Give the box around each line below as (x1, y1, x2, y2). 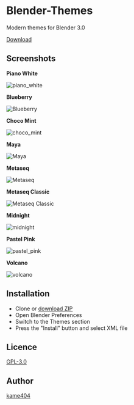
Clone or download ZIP (15, 305, 73, 312)
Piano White (6, 70, 38, 77)
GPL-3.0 (6, 358, 27, 365)
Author (6, 376, 33, 386)
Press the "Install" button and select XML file (15, 324, 128, 332)
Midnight (6, 211, 30, 219)
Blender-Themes (6, 4, 93, 18)
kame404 (6, 392, 30, 400)
